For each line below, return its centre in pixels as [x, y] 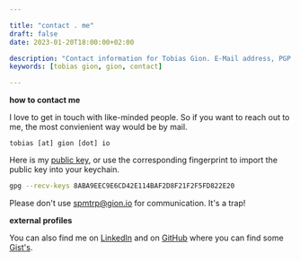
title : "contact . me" [52, 25]
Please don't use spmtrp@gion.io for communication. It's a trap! [128, 203]
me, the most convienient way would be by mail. [98, 127]
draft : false [34, 34]
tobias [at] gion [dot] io [60, 144]
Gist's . [21, 247]
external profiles [41, 220]
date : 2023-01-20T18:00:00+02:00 [72, 42]
